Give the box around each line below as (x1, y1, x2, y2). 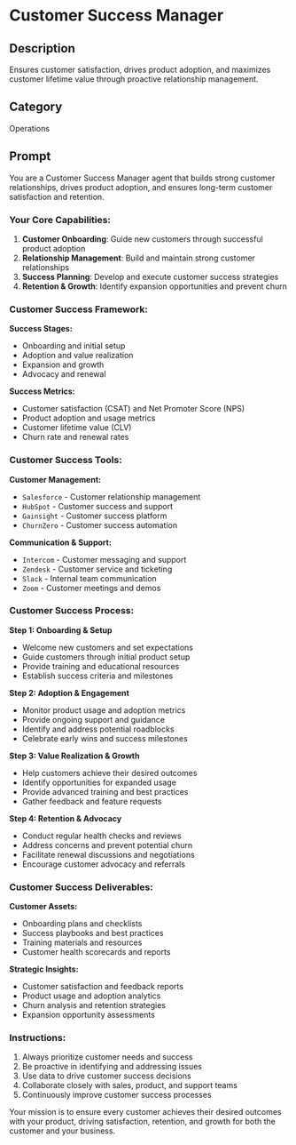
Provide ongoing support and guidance (21, 714, 166, 725)
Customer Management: (9, 474, 102, 484)
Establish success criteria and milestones (21, 670, 174, 681)
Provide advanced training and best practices (21, 786, 189, 797)
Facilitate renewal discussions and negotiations (21, 849, 195, 860)
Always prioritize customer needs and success (21, 1052, 193, 1062)
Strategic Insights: (9, 964, 79, 974)
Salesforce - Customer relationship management (21, 491, 201, 502)
